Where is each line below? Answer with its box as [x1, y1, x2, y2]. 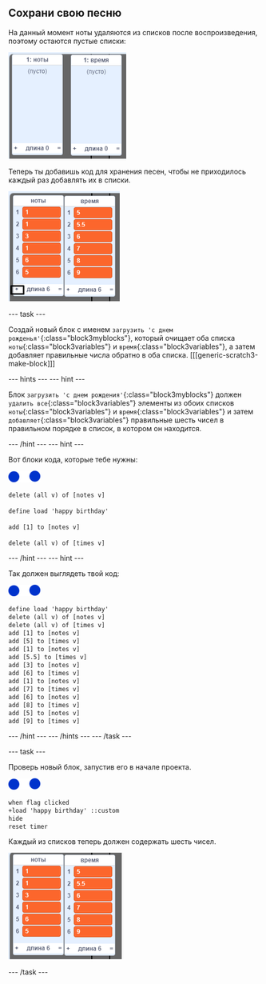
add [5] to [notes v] [8, 709, 81, 717]
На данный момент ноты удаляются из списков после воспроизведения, [8, 27, 258, 37]
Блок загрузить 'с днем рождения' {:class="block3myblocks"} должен [8, 390, 242, 399]
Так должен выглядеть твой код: [8, 568, 120, 578]
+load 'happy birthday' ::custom [8, 806, 120, 814]
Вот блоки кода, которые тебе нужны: [8, 454, 138, 464]
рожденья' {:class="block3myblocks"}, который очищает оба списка [8, 333, 236, 342]
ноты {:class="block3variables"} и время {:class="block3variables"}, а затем [8, 342, 256, 351]
